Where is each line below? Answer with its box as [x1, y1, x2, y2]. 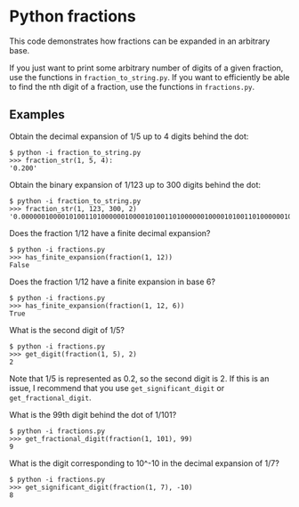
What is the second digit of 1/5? [9, 324, 125, 335]
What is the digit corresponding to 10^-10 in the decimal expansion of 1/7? [9, 457, 280, 469]
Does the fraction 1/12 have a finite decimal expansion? [9, 227, 211, 238]
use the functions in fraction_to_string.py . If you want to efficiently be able [9, 71, 291, 82]
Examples [9, 107, 65, 122]
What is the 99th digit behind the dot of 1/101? [9, 409, 177, 420]
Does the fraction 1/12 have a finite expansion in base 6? [9, 276, 216, 287]
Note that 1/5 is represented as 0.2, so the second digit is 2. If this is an [9, 372, 270, 384]
